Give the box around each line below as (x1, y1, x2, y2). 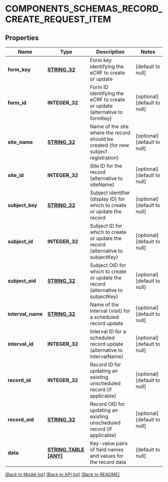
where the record (89, 129, 131, 136)
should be (89, 135, 113, 142)
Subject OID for (89, 262, 126, 268)
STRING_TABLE (47, 446, 84, 453)
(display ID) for (89, 195, 125, 202)
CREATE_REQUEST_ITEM (5, 13, 111, 25)
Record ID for (89, 361, 121, 368)
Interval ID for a (89, 328, 126, 335)
